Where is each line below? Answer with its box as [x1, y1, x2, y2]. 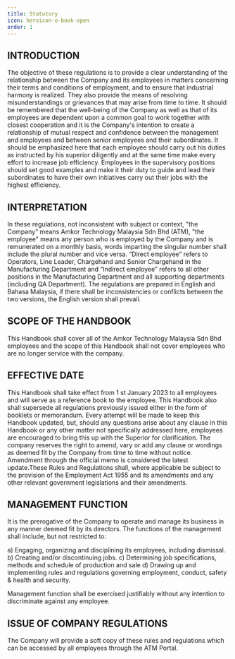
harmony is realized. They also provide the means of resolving [7, 91, 188, 99]
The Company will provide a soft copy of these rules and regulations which [7, 636, 225, 645]
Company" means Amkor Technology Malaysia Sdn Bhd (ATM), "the [7, 227, 205, 236]
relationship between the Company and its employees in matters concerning [7, 75, 229, 85]
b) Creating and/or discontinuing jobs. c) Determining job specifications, [7, 553, 217, 562]
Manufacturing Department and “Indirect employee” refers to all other [7, 265, 209, 273]
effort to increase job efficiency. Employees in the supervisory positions [7, 158, 216, 167]
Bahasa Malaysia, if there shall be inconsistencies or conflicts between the [7, 287, 224, 296]
